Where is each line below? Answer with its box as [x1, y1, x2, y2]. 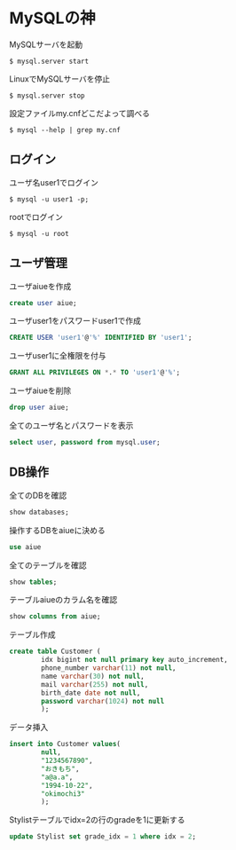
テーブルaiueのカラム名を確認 [9, 594, 118, 605]
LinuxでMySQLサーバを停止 [9, 73, 111, 84]
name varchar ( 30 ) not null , [41, 672, 145, 681]
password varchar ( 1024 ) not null [41, 697, 165, 705]
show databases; [9, 508, 69, 516]
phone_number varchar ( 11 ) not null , [41, 664, 177, 673]
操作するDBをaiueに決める [9, 524, 106, 535]
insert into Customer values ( [9, 740, 122, 749]
